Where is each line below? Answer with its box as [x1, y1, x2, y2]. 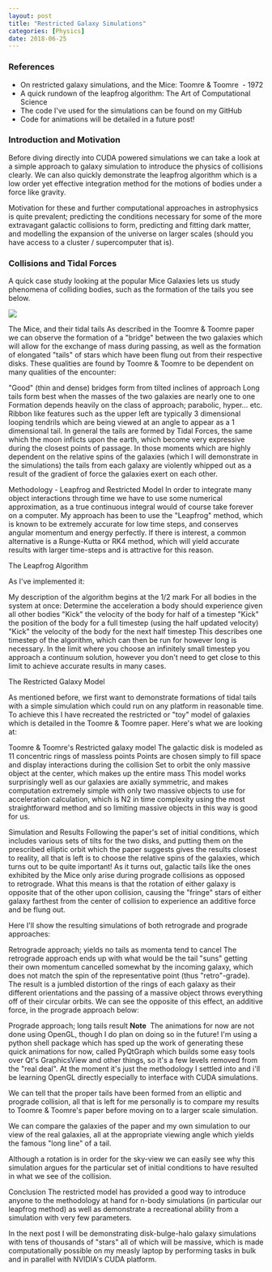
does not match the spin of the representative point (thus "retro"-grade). [8, 970, 251, 981]
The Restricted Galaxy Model [8, 677, 105, 687]
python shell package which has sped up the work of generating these [8, 1039, 244, 1048]
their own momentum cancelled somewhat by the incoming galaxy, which [8, 962, 253, 972]
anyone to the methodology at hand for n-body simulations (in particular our [8, 1196, 262, 1206]
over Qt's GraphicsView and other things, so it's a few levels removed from [8, 1056, 258, 1065]
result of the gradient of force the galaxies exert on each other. [8, 469, 219, 479]
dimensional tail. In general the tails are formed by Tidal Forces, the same [8, 426, 253, 436]
